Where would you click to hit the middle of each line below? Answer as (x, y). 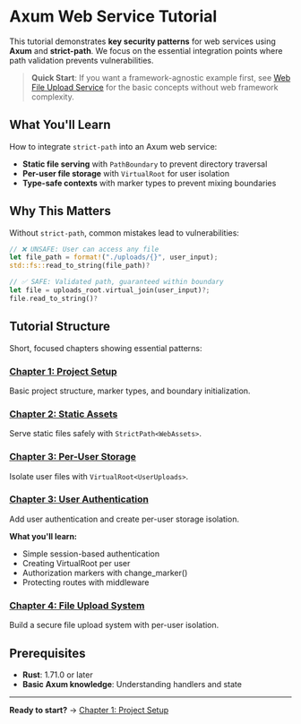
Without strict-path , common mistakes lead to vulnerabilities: (125, 233)
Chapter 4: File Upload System (77, 605)
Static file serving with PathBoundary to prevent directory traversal (145, 164)
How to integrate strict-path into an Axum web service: (113, 146)
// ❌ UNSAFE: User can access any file (84, 249)
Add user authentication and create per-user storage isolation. (125, 519)
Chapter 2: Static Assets (64, 414)
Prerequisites (47, 653)
